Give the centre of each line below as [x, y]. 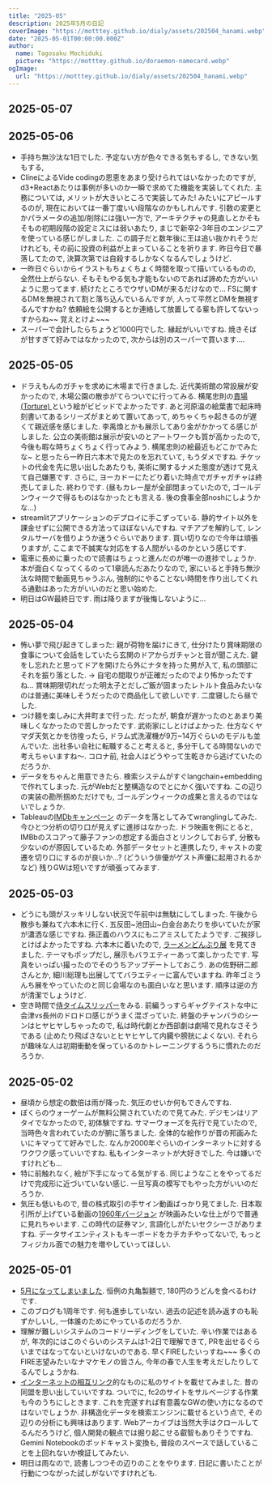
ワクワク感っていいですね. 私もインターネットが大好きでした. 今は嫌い [137, 1153]
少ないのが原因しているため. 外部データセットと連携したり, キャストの [138, 847]
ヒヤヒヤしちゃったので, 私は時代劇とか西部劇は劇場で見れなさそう [147, 1026]
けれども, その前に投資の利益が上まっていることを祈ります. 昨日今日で [137, 248]
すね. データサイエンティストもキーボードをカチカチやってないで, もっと [140, 1234]
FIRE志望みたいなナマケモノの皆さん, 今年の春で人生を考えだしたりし [136, 1361]
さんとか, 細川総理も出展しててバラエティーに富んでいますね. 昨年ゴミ [137, 975]
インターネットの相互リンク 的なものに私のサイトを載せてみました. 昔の [139, 1381]
